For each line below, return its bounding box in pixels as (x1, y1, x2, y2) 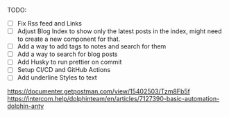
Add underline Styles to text (17, 73, 97, 82)
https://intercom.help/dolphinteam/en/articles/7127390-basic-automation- (7, 95, 220, 103)
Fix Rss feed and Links (17, 19, 82, 27)
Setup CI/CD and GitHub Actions (17, 66, 111, 74)
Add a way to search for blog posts (17, 50, 118, 58)
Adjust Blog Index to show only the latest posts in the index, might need (17, 27, 222, 35)
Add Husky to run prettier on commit (17, 58, 122, 66)
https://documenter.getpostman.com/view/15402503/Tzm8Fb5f (7, 87, 191, 96)
